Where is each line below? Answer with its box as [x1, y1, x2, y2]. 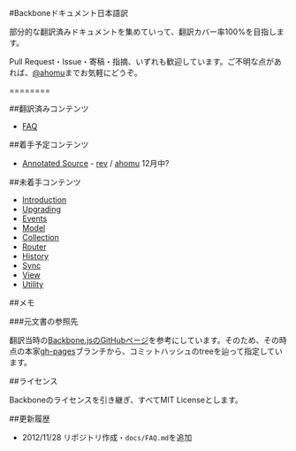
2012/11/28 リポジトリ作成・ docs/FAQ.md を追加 [21, 432, 193, 442]
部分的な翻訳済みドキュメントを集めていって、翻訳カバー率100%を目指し [9, 27, 277, 37]
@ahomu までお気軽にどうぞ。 [32, 67, 143, 78]
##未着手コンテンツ [9, 177, 81, 187]
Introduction [21, 195, 67, 205]
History [21, 251, 49, 261]
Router [21, 241, 47, 252]
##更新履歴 [9, 414, 50, 424]
